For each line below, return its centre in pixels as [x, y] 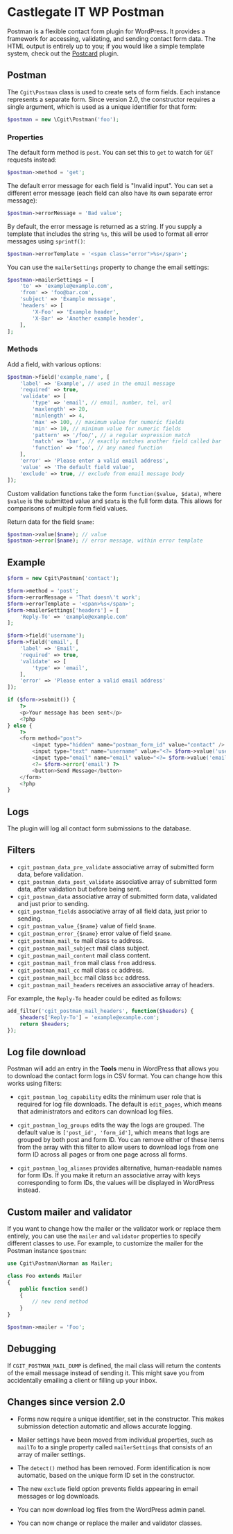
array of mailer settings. [51, 1454]
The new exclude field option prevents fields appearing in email [107, 1488]
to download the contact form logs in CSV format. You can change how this [115, 1076]
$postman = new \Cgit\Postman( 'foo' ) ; [63, 119]
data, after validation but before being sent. [79, 889]
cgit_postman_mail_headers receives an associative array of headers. [116, 985]
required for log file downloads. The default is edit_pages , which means [119, 1105]
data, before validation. [50, 874]
